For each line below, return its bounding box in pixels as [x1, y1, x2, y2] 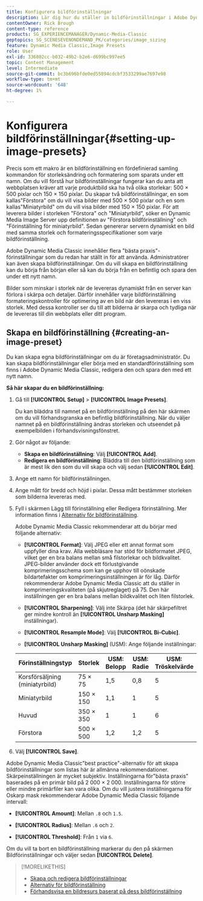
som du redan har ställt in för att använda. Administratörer [45, 253, 189, 261]
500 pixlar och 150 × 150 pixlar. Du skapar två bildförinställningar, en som [6, 190, 189, 197]
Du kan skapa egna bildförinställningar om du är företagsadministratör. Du [6, 353, 190, 360]
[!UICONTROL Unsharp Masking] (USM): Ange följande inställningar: [24, 640, 197, 648]
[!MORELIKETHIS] [21, 863, 66, 870]
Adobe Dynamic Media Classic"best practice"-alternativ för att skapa [6, 760, 179, 767]
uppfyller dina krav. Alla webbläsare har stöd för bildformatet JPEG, [24, 547, 192, 555]
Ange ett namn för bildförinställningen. [14, 475, 111, 482]
